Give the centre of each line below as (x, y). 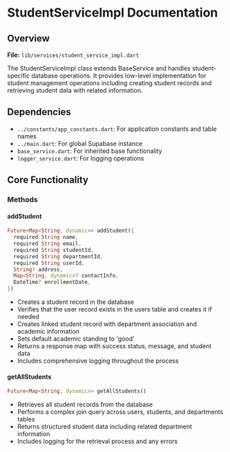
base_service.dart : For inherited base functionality (89, 151)
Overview (29, 38)
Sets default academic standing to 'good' (76, 339)
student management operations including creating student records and (109, 83)
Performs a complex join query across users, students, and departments (120, 412)
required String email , (47, 244)
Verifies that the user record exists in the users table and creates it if (114, 309)
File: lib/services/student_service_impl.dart (73, 55)
